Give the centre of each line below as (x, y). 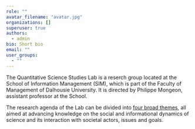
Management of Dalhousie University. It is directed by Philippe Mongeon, (95, 90)
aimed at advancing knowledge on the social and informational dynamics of (97, 113)
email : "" (18, 50)
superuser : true (26, 28)
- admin (21, 39)
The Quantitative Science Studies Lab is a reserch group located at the (92, 77)
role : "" (17, 11)
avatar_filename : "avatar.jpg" (44, 17)
